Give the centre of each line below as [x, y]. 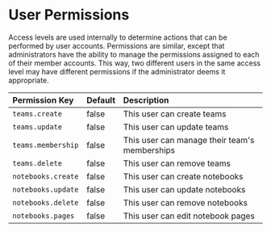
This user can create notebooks [183, 176]
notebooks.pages [44, 215]
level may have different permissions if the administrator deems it [117, 71]
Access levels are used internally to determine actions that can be [118, 37]
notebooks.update [46, 189]
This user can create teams [175, 113]
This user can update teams [176, 127]
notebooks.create [46, 176]
